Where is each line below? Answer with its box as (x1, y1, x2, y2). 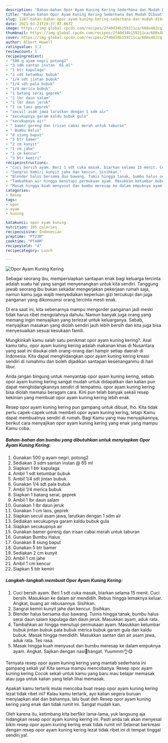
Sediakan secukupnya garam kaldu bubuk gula (12, 518, 109, 524)
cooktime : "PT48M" (5, 239, 44, 244)
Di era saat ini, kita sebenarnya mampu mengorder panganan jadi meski (5, 306, 153, 312)
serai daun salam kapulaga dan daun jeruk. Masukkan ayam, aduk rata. (12, 616, 159, 622)
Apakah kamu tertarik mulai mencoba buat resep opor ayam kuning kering (5, 686, 158, 692)
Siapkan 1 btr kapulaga (12, 465, 60, 471)
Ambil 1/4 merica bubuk (12, 486, 62, 492)
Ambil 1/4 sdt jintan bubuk (12, 476, 67, 482)
